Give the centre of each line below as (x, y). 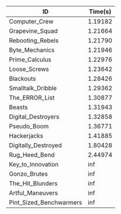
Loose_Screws (29, 69)
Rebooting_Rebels (34, 40)
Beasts (18, 107)
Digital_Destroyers (34, 117)
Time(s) (100, 11)
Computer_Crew (31, 21)
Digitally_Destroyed (36, 145)
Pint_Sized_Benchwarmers (46, 203)
